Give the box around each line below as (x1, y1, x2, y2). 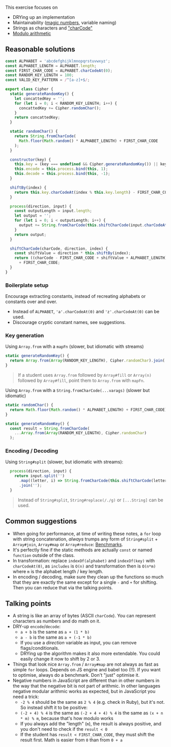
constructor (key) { (10, 157, 51, 162)
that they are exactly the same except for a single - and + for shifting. (12, 579, 158, 585)
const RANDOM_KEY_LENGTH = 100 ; (5, 73, 74, 78)
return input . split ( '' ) (14, 473, 65, 479)
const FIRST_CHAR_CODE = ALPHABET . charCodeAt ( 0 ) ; (5, 68, 113, 73)
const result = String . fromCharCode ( (10, 426, 90, 431)
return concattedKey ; (14, 115, 60, 120)
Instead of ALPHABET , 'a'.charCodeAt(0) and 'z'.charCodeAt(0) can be (12, 309, 160, 315)
